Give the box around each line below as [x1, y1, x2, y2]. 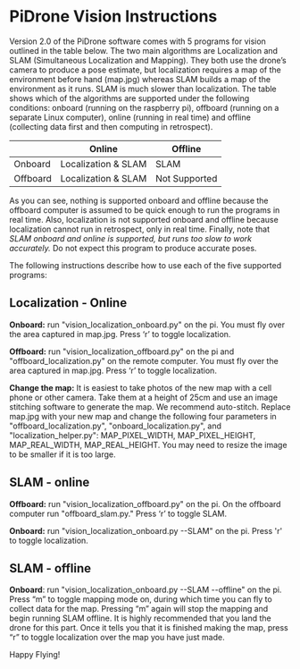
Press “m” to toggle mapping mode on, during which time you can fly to [9, 594, 272, 605]
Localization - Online [9, 295, 128, 310]
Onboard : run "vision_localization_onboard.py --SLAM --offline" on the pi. [9, 584, 282, 596]
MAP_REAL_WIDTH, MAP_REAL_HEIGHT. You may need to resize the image [9, 439, 287, 450]
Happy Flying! [9, 649, 61, 660]
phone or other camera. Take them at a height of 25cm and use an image [9, 392, 279, 402]
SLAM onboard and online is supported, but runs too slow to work [9, 233, 253, 243]
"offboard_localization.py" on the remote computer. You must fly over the [9, 355, 279, 366]
